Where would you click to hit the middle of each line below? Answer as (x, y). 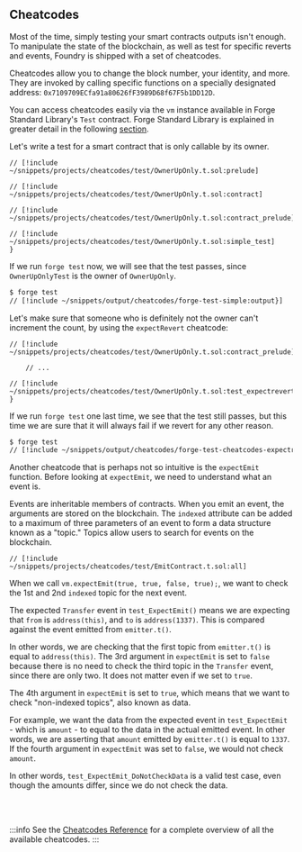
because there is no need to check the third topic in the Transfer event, (142, 666)
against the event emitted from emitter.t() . (91, 630)
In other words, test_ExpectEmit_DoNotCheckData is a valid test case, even (145, 776)
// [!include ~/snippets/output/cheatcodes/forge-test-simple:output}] (146, 301)
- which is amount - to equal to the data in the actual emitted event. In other (147, 730)
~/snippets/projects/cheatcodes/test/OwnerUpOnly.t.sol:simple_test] (142, 241)
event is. (25, 486)
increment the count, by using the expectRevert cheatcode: (119, 327)
